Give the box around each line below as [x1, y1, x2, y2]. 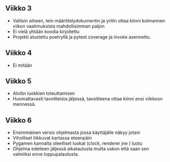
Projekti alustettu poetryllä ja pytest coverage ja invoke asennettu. [12, 34, 151, 40]
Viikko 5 [5, 77, 32, 86]
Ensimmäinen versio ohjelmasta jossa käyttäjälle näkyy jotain [12, 129, 140, 136]
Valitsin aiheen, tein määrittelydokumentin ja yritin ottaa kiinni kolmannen [12, 17, 165, 23]
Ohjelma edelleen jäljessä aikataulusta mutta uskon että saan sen [12, 146, 149, 152]
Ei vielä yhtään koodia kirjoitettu [12, 28, 80, 35]
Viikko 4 [5, 48, 32, 58]
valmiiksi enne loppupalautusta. [12, 151, 79, 157]
